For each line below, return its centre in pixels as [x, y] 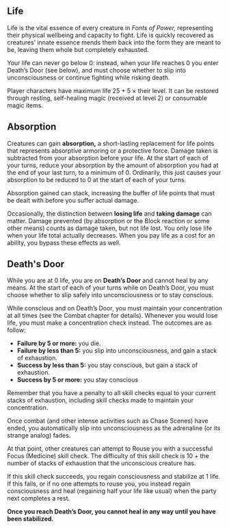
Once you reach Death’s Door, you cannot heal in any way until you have [112, 512]
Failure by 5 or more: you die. [59, 343]
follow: [16, 330]
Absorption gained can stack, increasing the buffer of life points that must [111, 193]
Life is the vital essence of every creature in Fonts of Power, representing [110, 27]
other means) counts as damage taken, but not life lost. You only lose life [110, 228]
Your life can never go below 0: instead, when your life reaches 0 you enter [113, 63]
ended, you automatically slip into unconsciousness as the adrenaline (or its [114, 428]
